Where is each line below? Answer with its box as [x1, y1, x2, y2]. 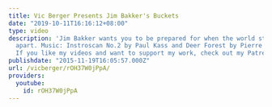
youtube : [15, 79, 45, 87]
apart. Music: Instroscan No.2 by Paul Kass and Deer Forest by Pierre [15, 42, 263, 50]
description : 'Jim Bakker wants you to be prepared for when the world [8, 34, 255, 43]
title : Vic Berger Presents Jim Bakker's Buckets [8, 11, 180, 20]
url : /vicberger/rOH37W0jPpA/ [8, 64, 111, 72]
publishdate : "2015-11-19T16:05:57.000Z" [8, 57, 151, 65]
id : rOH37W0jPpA [23, 86, 79, 95]
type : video [8, 27, 49, 35]
